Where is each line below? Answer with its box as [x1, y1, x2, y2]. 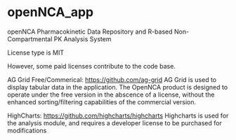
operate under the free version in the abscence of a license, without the [7, 90, 216, 99]
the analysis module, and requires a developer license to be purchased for [7, 118, 223, 127]
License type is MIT [7, 48, 65, 57]
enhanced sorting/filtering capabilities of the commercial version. [7, 97, 197, 106]
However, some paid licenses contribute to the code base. [7, 62, 176, 70]
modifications [7, 126, 47, 134]
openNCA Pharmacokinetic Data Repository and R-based [7, 27, 173, 36]
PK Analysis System [53, 34, 112, 43]
